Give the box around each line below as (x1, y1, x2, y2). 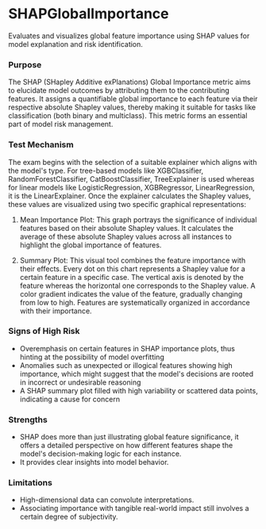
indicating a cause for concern (19, 394, 121, 404)
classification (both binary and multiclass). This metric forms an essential (8, 111, 248, 121)
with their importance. (19, 306, 93, 316)
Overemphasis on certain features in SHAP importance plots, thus (19, 343, 236, 353)
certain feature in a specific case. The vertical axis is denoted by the (19, 272, 244, 282)
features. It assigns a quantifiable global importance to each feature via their (8, 94, 258, 104)
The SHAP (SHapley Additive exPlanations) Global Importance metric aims (8, 77, 252, 87)
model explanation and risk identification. (8, 39, 143, 48)
